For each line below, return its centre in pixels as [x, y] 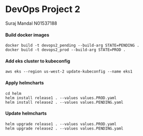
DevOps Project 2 [43, 9]
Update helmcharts [26, 113]
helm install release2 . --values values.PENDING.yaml [64, 102]
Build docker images [27, 35]
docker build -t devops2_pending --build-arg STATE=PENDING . [72, 46]
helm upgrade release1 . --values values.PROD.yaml [61, 124]
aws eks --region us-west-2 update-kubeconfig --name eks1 [69, 72]
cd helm [13, 93]
